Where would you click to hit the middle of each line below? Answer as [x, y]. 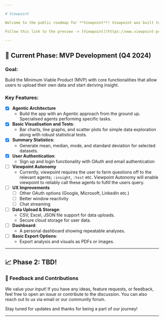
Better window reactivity [44, 198]
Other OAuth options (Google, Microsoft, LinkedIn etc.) [74, 193]
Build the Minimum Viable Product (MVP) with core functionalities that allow [81, 80]
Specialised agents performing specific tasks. [65, 119]
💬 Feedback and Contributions [42, 278]
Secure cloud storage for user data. [55, 220]
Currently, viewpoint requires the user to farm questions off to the [85, 172]
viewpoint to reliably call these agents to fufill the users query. [82, 182]
